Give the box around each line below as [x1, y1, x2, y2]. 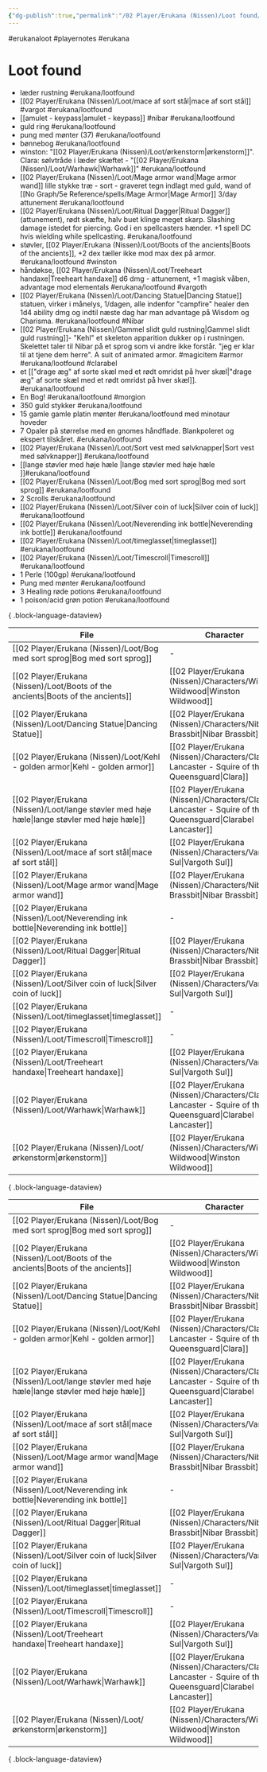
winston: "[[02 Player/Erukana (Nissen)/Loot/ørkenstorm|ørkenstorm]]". [19, 146, 254, 156]
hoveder [19, 417, 48, 426]
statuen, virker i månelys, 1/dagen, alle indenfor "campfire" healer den [19, 299, 250, 309]
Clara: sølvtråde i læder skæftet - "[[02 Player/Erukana [19, 155, 199, 165]
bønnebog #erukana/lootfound [19, 138, 121, 148]
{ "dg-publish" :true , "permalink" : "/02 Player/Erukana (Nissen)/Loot [8, 11, 237, 20]
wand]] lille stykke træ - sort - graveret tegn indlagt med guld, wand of [19, 181, 252, 190]
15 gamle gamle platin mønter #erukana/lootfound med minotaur [19, 409, 230, 419]
